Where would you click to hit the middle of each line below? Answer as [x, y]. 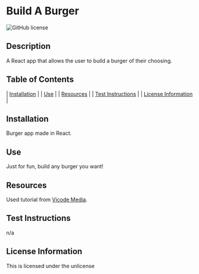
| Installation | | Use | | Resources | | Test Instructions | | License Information [99, 94]
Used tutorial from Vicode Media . [47, 199]
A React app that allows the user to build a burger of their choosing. [89, 60]
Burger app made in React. [39, 133]
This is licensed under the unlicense [50, 266]
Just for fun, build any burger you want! [55, 167]
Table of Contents [40, 80]
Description [28, 46]
